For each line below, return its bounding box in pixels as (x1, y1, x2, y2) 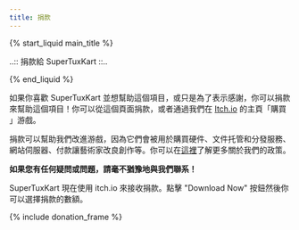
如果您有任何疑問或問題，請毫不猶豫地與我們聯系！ (9, 163, 197, 174)
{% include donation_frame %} (9, 211, 123, 222)
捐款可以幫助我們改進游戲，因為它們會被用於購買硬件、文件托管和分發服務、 (9, 133, 291, 144)
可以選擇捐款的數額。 (9, 193, 87, 204)
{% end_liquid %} (9, 73, 74, 85)
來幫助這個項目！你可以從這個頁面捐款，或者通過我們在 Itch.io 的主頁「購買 (9, 103, 287, 114)
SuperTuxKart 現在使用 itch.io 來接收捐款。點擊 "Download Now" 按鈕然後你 (9, 182, 289, 193)
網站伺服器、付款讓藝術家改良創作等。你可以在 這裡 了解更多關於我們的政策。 (9, 144, 291, 155)
